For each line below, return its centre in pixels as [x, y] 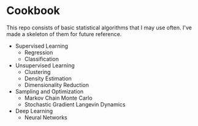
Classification [42, 59]
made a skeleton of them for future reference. [64, 34]
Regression [39, 52]
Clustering [37, 72]
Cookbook [33, 11]
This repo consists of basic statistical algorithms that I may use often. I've [99, 28]
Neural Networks [46, 117]
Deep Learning [34, 111]
